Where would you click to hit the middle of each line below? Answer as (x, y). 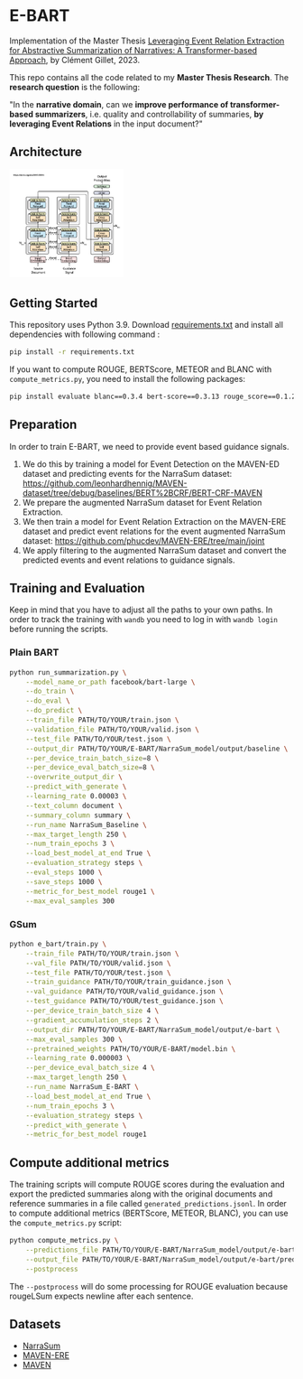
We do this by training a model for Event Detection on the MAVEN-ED (151, 464)
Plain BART (34, 653)
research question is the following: (75, 87)
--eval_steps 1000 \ (64, 872)
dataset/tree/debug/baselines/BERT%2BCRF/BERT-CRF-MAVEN (142, 492)
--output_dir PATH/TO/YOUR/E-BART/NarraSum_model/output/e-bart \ (153, 1030)
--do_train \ (50, 692)
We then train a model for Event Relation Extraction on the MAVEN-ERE (154, 521)
